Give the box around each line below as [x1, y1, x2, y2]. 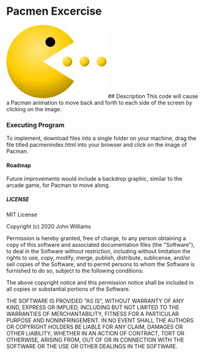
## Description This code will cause [107, 92, 199, 100]
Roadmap [6, 161, 32, 169]
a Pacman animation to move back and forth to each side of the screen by [6, 99, 192, 106]
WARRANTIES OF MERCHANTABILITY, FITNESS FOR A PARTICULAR [6, 310, 179, 318]
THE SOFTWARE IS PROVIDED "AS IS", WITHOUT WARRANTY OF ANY [6, 298, 184, 305]
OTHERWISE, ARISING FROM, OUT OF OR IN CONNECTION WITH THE [6, 336, 184, 343]
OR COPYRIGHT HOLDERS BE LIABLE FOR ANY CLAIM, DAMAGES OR [6, 323, 183, 331]
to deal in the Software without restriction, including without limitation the [6, 247, 191, 255]
